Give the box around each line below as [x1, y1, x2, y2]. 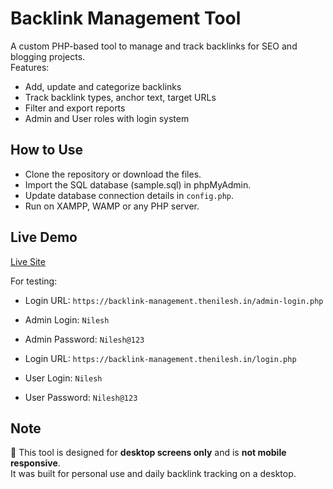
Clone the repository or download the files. [24, 168, 202, 180]
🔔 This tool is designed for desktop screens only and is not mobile [10, 447, 287, 459]
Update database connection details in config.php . [24, 189, 235, 201]
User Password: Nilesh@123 [24, 391, 138, 403]
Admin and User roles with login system [24, 112, 190, 124]
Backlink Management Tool [10, 7, 242, 30]
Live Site [10, 255, 46, 267]
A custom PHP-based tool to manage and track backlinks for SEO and [10, 40, 298, 52]
